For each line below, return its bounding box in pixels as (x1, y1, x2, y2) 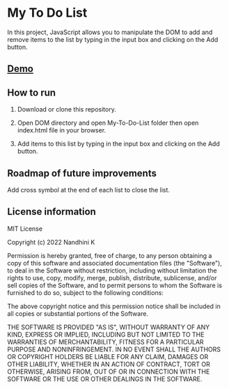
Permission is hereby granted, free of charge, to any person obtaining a (7, 251, 212, 259)
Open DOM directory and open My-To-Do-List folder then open (17, 119, 199, 127)
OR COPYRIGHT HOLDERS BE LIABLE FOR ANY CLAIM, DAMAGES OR (7, 352, 209, 360)
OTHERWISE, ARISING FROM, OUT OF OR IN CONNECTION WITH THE (7, 367, 210, 376)
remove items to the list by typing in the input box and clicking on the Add (7, 35, 219, 43)
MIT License (7, 224, 43, 233)
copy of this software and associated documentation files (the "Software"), (7, 259, 223, 267)
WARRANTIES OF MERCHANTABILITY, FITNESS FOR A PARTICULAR (7, 337, 204, 346)
